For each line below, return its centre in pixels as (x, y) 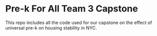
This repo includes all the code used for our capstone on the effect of (79, 22)
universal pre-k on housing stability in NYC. (51, 27)
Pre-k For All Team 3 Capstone (72, 9)
